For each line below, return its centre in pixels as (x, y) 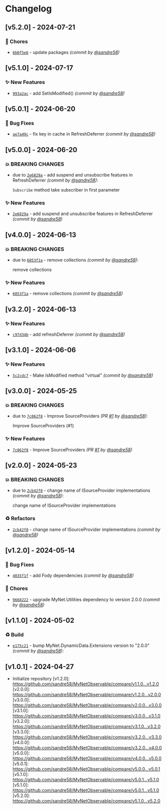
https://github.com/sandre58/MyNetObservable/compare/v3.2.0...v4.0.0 (87, 748)
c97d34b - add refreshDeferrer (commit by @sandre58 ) (68, 334)
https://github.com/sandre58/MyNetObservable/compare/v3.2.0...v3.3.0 (87, 737)
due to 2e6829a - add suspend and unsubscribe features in (72, 175)
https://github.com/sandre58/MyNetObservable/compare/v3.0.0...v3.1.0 (86, 716)
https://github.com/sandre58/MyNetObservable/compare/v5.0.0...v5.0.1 (86, 769)
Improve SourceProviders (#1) (43, 426)
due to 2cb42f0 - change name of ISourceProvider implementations (81, 490)
